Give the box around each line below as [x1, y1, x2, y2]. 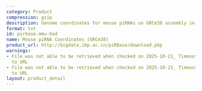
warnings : [6, 48, 31, 54]
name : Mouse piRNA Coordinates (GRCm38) [6, 37, 109, 43]
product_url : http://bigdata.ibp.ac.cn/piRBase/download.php [6, 43, 163, 48]
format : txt [6, 25, 36, 32]
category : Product [6, 8, 52, 15]
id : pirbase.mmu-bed [6, 31, 58, 37]
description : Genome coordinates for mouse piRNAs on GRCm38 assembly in [6, 20, 195, 26]
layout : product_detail [6, 75, 66, 81]
